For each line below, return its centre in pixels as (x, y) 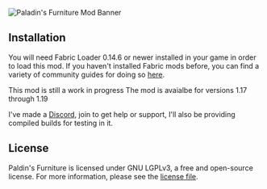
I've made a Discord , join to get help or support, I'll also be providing (122, 114)
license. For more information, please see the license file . (103, 176)
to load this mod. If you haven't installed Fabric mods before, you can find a (134, 65)
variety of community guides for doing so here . (87, 74)
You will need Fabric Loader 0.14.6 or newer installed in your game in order (132, 57)
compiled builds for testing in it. (60, 123)
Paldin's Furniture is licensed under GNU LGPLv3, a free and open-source (131, 168)
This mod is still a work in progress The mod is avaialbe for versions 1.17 (128, 90)
